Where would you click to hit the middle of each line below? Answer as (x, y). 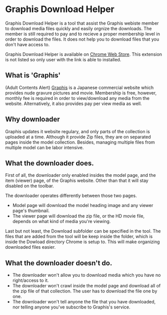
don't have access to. (28, 44)
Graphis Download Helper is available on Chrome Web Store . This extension (83, 54)
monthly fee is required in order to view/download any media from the (77, 98)
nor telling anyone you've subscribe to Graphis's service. (71, 307)
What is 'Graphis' (33, 76)
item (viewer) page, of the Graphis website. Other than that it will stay (77, 181)
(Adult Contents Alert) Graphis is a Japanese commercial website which (79, 87)
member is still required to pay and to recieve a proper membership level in (83, 34)
